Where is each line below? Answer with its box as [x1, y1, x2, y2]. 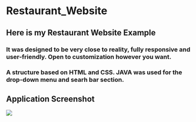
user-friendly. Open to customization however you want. [6, 52, 172, 61]
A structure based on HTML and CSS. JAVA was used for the [6, 68, 182, 77]
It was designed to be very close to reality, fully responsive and [6, 45, 191, 54]
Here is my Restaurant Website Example [6, 28, 156, 38]
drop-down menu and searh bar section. [6, 75, 125, 84]
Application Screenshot [6, 94, 95, 104]
